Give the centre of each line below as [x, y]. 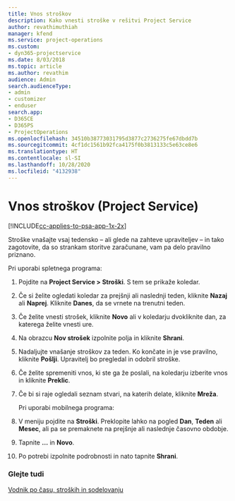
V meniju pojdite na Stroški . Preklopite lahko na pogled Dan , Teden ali [120, 421]
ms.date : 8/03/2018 [37, 60]
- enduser [23, 106]
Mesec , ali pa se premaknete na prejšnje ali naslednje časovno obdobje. [123, 428]
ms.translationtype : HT [43, 152]
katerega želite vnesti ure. [56, 324]
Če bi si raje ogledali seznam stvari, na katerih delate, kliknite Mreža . [118, 394]
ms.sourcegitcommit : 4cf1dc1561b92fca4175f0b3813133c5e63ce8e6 [103, 145]
